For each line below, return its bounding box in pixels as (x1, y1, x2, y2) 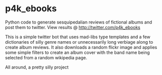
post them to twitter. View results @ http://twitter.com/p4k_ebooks (5, 24, 141, 30)
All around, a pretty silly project (5, 64, 69, 70)
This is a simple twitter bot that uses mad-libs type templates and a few (5, 34, 151, 40)
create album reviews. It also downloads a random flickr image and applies (5, 44, 157, 50)
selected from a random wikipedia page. (5, 54, 87, 60)
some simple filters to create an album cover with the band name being (5, 50, 150, 55)
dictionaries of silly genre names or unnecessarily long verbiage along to (5, 39, 153, 45)
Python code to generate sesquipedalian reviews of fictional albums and (5, 19, 152, 25)
